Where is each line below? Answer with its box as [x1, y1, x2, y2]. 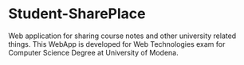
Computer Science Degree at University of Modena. [8, 48, 179, 57]
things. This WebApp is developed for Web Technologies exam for [8, 39, 226, 48]
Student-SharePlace [8, 5, 146, 23]
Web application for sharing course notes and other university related [8, 31, 237, 40]
